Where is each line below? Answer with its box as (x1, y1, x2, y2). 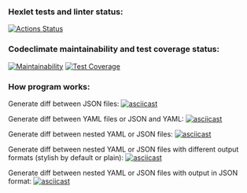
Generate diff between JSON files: (8, 99, 120, 108)
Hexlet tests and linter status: (8, 6, 124, 17)
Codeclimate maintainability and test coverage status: (8, 44, 220, 55)
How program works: (8, 81, 90, 92)
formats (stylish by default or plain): (8, 152, 124, 162)
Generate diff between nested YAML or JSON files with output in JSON (8, 168, 238, 177)
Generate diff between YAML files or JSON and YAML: (8, 114, 184, 123)
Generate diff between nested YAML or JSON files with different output (8, 144, 239, 154)
